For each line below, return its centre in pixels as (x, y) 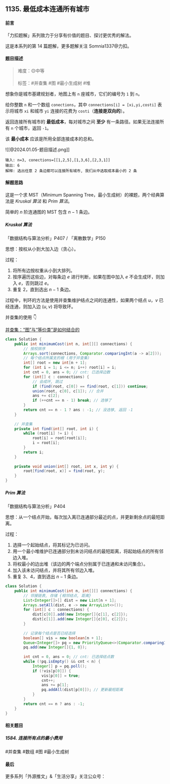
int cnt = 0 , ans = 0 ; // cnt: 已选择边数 (67, 372)
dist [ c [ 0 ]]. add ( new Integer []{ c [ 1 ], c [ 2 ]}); (80, 614)
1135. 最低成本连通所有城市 (47, 9)
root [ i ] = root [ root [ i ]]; (59, 438)
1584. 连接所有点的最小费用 (34, 738)
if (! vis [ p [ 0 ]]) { (52, 671)
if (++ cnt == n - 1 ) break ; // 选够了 (72, 401)
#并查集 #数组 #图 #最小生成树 (37, 752)
